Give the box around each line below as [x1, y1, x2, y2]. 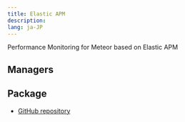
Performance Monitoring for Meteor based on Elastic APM [7, 43, 179, 52]
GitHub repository [17, 106, 71, 115]
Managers [7, 63, 54, 75]
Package [7, 88, 48, 100]
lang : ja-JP [7, 23, 43, 30]
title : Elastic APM [7, 10, 66, 18]
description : [7, 17, 46, 24]
